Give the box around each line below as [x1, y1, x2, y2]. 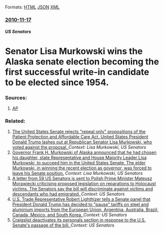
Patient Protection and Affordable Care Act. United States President [12, 134, 148, 140]
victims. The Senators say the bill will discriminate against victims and [12, 186, 153, 192]
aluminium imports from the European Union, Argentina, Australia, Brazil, [12, 207, 159, 212]
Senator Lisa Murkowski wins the [5, 46, 143, 57]
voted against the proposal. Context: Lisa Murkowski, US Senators [12, 144, 146, 150]
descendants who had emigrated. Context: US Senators [12, 191, 125, 197]
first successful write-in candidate [5, 66, 149, 77]
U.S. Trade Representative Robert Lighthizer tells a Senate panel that [12, 196, 151, 202]
